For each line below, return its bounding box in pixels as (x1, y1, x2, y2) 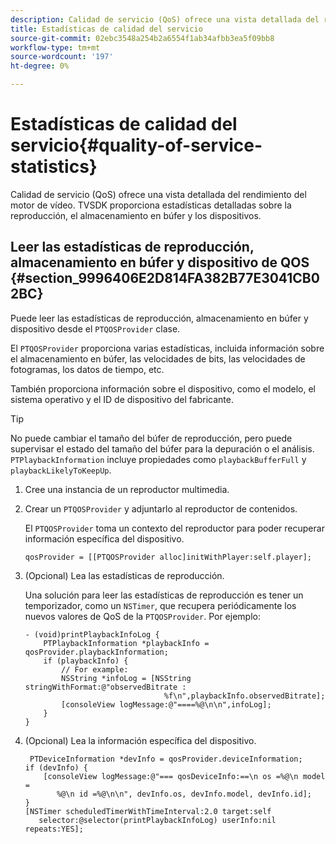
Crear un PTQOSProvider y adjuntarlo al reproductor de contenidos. (24, 502, 298, 515)
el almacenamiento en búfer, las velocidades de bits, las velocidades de (10, 352, 306, 365)
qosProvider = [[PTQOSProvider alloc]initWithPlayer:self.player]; (24, 552, 312, 562)
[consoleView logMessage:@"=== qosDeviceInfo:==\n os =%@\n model (43, 771, 326, 781)
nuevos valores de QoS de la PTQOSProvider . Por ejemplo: (24, 610, 261, 622)
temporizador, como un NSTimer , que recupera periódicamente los (24, 599, 297, 611)
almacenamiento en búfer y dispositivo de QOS (10, 254, 310, 271)
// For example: (61, 664, 129, 675)
